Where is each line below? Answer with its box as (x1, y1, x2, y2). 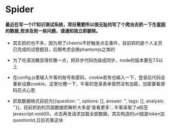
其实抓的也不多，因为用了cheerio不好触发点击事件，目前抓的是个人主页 (12, 40, 163, 46)
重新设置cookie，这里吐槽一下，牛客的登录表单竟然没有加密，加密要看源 (12, 81, 165, 87)
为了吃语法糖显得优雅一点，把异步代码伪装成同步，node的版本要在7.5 (12, 57, 159, 63)
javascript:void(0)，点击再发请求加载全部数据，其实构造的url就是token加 (12, 111, 165, 117)
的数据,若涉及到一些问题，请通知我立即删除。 (5, 28, 101, 34)
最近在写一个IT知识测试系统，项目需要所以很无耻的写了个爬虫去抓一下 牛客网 (5, 21, 166, 28)
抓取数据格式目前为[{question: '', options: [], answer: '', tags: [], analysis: (12, 98, 164, 104)
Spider (5, 4, 34, 15)
